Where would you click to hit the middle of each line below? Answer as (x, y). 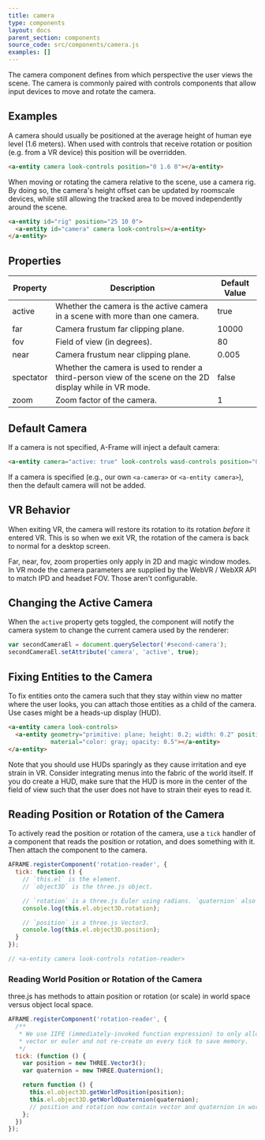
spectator (30, 378)
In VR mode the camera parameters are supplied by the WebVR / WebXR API (132, 569)
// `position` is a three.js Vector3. (86, 923)
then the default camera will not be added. (77, 485)
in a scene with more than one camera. (127, 316)
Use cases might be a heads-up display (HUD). (85, 713)
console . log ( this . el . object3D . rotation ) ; (91, 908)
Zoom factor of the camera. (106, 400)
